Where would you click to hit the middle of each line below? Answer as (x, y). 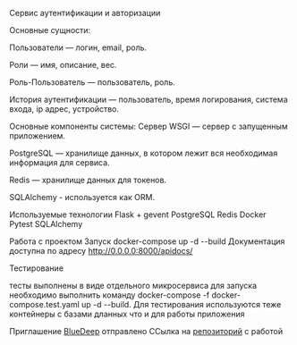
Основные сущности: (50, 30)
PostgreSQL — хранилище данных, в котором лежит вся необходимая (144, 153)
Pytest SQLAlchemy (46, 224)
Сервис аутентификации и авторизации (85, 13)
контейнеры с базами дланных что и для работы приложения (127, 314)
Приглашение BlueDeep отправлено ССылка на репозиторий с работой (146, 331)
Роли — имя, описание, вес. (63, 65)
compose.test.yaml (45, 304)
